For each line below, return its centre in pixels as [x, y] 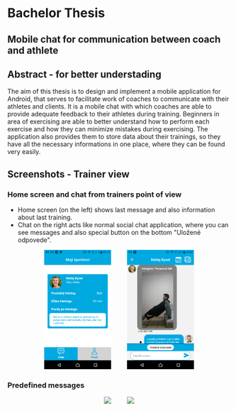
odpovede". [34, 240]
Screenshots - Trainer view [68, 174]
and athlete [33, 50]
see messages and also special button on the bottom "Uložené [109, 233]
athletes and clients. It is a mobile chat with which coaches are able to [109, 106]
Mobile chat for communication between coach [114, 39]
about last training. [45, 217]
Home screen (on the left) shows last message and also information [116, 210]
